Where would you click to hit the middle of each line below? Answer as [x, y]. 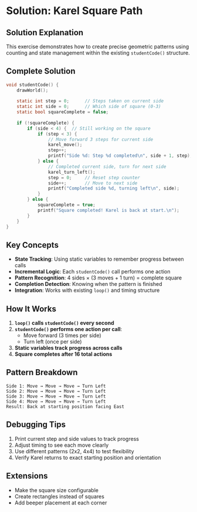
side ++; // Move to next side [93, 183]
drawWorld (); [33, 90]
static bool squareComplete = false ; [63, 112]
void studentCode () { [33, 85]
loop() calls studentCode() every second [64, 323]
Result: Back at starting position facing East [65, 406]
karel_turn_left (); [72, 172]
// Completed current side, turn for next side [107, 166]
